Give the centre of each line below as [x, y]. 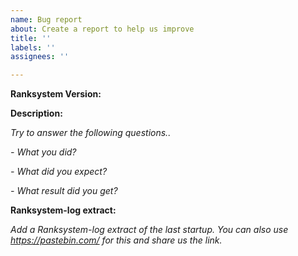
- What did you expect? [59, 172]
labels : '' [33, 47]
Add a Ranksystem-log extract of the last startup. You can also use [149, 230]
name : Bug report [46, 19]
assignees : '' [40, 57]
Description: [36, 113]
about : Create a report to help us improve [102, 29]
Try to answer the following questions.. [91, 133]
